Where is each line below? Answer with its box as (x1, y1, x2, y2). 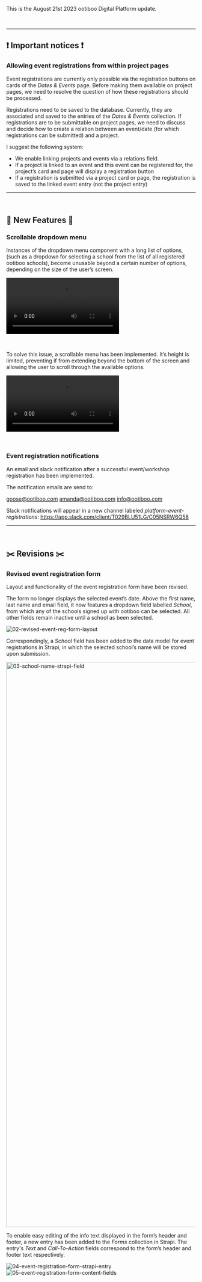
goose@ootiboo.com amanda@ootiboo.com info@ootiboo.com (6, 495, 163, 502)
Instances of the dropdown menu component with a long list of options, (6, 246, 183, 254)
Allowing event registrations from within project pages (6, 61, 170, 70)
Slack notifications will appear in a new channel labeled (6, 507, 144, 514)
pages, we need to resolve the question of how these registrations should (6, 88, 189, 95)
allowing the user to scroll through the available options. (6, 364, 145, 371)
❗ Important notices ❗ (6, 40, 84, 50)
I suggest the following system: (6, 143, 84, 150)
